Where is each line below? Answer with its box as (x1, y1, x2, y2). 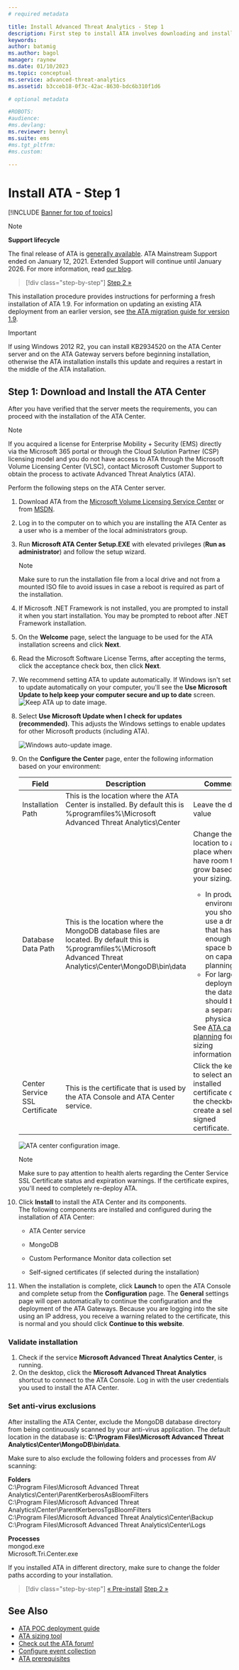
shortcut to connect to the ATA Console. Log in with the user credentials (18, 1376, 229, 1384)
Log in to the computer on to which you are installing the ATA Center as (18, 519, 227, 527)
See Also (8, 1605, 48, 1617)
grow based (193, 865, 233, 875)
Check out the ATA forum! (18, 1639, 94, 1647)
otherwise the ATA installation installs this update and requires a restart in (8, 357, 223, 366)
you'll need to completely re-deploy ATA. (18, 1184, 138, 1192)
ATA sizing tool (18, 1632, 62, 1640)
